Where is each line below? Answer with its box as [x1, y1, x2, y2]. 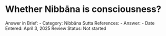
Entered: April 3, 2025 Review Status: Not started [5, 25, 106, 31]
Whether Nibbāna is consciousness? [5, 3, 161, 15]
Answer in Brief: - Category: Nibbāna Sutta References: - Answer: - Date [5, 20, 155, 26]
